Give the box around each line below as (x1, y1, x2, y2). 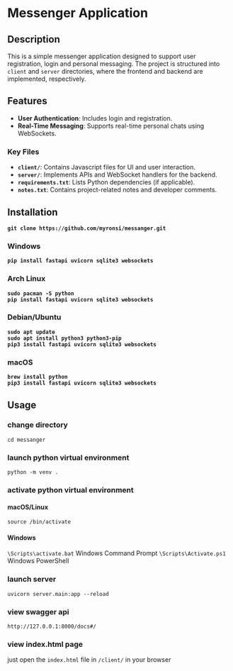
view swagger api (7, 606, 69, 616)
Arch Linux (7, 274, 46, 284)
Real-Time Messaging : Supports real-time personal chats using (17, 121, 205, 130)
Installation (7, 206, 58, 218)
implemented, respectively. (7, 74, 86, 83)
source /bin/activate (7, 518, 72, 526)
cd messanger (7, 436, 46, 443)
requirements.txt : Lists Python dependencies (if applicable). (17, 178, 195, 187)
